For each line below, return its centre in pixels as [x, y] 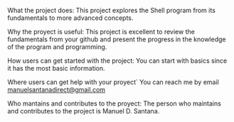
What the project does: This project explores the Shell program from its [111, 10]
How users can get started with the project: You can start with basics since [117, 61]
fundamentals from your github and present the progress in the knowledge [117, 39]
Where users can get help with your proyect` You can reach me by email [113, 82]
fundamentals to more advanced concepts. [70, 18]
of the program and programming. [57, 47]
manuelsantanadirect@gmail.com [56, 90]
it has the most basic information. [56, 68]
